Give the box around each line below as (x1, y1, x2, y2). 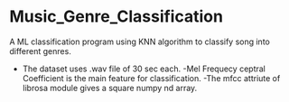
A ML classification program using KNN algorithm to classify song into (9, 36, 271, 47)
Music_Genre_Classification (9, 6, 224, 27)
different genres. (9, 45, 72, 56)
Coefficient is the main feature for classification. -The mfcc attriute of (22, 72, 281, 83)
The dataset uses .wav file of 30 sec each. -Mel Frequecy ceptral (22, 63, 266, 74)
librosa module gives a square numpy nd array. (22, 82, 198, 93)
